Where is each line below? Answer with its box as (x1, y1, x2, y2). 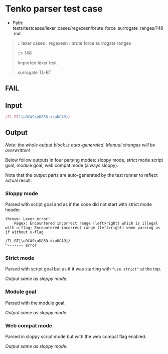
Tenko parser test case (5, 3, 103, 15)
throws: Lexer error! (5, 217, 51, 222)
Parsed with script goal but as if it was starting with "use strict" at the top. (5, 266, 161, 272)
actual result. (5, 177, 32, 183)
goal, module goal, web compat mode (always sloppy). (5, 162, 119, 168)
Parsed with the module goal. (5, 300, 66, 306)
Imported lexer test (17, 59, 57, 65)
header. (5, 207, 21, 213)
